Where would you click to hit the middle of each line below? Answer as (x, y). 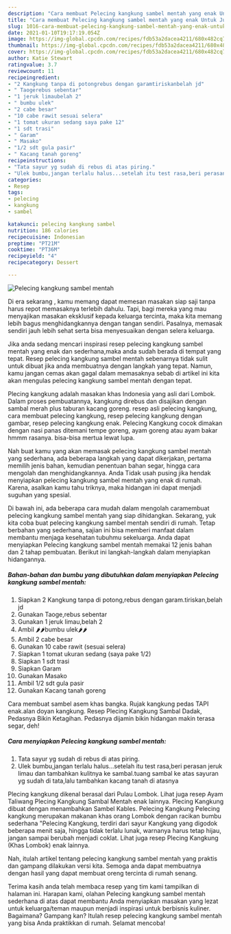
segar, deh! (24, 726)
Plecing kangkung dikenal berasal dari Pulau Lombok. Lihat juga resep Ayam (115, 794)
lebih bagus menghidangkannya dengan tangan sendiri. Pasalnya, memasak (115, 323)
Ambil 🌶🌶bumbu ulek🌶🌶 (52, 629)
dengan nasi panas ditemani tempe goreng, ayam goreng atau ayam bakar (113, 430)
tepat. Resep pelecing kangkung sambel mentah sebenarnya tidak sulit (108, 358)
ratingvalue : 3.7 (33, 65)
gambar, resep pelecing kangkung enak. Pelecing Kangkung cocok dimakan (115, 423)
